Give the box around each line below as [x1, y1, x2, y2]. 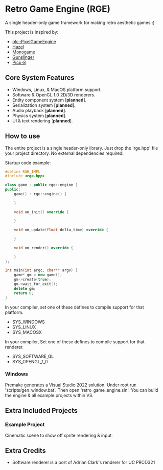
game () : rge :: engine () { [14, 192, 67, 197]
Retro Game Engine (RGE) [5, 3, 111, 15]
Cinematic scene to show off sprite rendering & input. [5, 432, 113, 438]
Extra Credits [5, 446, 46, 455]
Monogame [12, 49, 36, 55]
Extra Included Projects [5, 406, 78, 415]
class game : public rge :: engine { [5, 183, 78, 188]
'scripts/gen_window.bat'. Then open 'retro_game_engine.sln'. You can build [5, 387, 159, 393]
